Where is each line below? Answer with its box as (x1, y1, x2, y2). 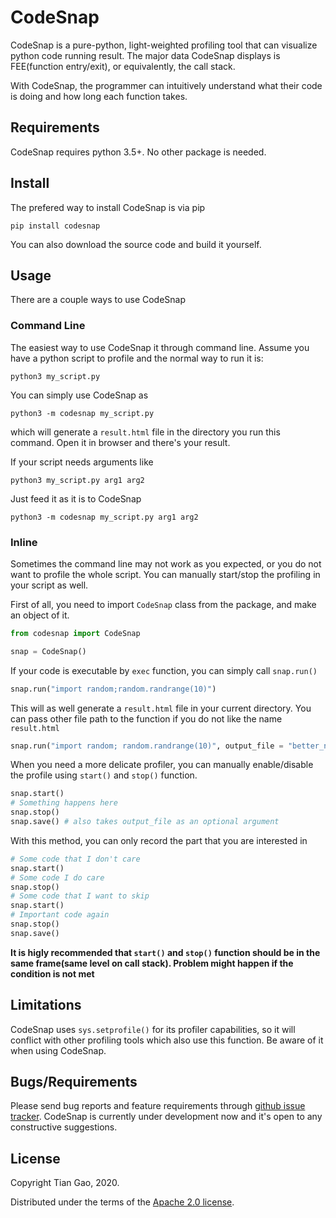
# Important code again (10, 910, 110, 920)
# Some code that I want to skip (10, 891, 150, 901)
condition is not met (10, 967, 95, 980)
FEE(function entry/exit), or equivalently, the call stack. (10, 60, 236, 72)
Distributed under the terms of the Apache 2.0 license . (10, 1196, 235, 1208)
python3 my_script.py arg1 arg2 (10, 475, 145, 485)
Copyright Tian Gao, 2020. (10, 1177, 120, 1189)
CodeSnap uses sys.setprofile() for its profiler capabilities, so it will (10, 1023, 296, 1035)
